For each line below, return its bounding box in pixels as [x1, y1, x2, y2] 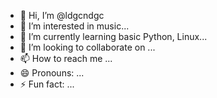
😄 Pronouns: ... [19, 67, 85, 79]
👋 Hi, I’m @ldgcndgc [19, 10, 105, 21]
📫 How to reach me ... [19, 53, 113, 64]
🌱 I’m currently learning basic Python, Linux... [19, 31, 208, 42]
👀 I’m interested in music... [19, 20, 130, 32]
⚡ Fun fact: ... [19, 78, 75, 90]
